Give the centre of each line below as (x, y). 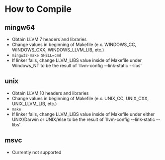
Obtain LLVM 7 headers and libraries (49, 39)
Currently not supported (37, 152)
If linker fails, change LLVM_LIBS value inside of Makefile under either (83, 114)
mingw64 (20, 27)
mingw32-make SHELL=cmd (37, 55)
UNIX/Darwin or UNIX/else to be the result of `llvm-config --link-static (83, 119)
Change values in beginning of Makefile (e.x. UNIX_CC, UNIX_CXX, (80, 98)
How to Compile (38, 9)
